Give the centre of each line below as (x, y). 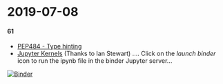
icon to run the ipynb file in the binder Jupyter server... (95, 61)
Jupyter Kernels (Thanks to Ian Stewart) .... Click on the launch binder (116, 54)
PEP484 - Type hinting (49, 46)
